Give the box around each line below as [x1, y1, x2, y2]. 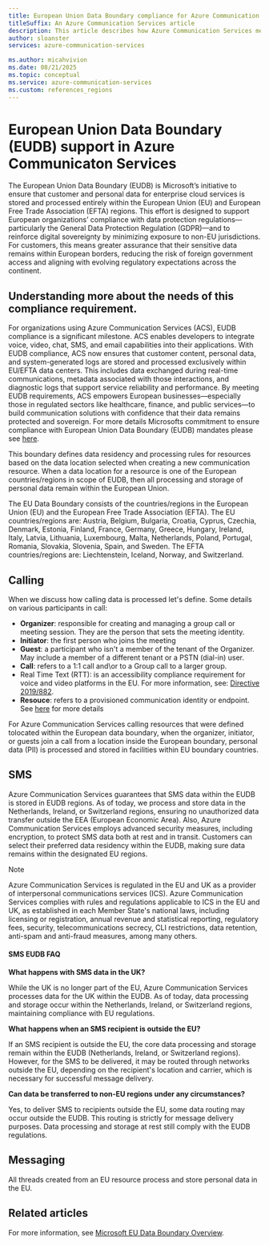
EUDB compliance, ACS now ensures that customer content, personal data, [8, 349, 256, 358]
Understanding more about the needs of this [8, 289, 235, 303]
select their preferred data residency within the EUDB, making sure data [8, 840, 246, 850]
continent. [8, 266, 42, 276]
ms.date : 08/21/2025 [8, 63, 78, 72]
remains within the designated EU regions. [8, 849, 148, 859]
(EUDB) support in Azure [8, 137, 175, 156]
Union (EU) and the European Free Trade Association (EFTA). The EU [8, 507, 235, 517]
